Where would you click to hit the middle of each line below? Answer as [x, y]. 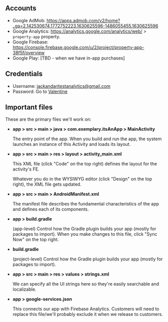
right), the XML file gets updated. [47, 184]
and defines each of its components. [51, 209]
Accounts [21, 8]
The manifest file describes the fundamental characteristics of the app [86, 204]
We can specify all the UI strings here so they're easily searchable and [86, 284]
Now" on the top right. [36, 240]
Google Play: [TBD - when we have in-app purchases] [69, 58]
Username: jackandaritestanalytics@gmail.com [62, 86]
